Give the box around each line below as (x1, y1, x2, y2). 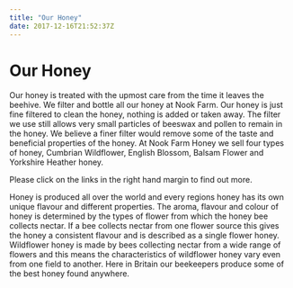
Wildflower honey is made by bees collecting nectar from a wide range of (9, 239, 281, 250)
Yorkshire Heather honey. (9, 157, 104, 167)
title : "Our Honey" (9, 13, 83, 22)
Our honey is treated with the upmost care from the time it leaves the (9, 90, 265, 101)
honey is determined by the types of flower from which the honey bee (9, 211, 269, 221)
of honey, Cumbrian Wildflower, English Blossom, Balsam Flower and (9, 148, 264, 158)
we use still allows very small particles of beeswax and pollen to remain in (9, 119, 283, 130)
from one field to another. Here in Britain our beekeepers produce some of (9, 258, 285, 270)
